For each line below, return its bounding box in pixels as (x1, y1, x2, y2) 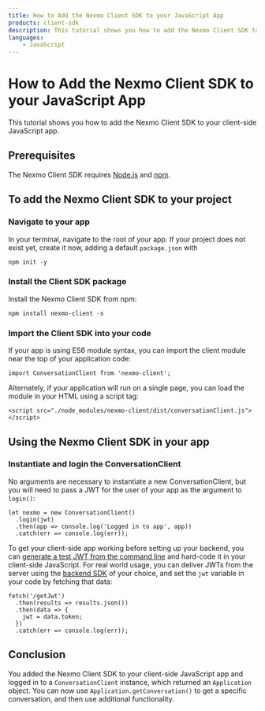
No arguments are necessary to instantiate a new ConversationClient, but (8, 477, 247, 486)
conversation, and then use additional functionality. (8, 694, 175, 703)
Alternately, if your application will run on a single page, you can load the (8, 384, 244, 393)
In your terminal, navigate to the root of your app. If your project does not (8, 234, 246, 244)
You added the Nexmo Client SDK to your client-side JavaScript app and (8, 668, 244, 679)
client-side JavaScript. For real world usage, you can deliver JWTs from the (8, 559, 254, 569)
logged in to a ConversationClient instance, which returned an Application (8, 677, 252, 687)
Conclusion (8, 648, 66, 661)
